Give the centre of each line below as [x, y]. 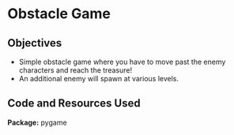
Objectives [35, 43]
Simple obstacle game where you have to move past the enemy [122, 62]
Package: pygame [38, 122]
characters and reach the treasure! [75, 70]
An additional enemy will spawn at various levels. [99, 79]
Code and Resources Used [74, 103]
